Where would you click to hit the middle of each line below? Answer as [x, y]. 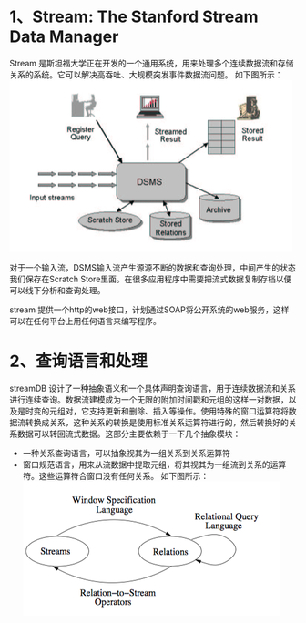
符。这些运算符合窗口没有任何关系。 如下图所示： [116, 475]
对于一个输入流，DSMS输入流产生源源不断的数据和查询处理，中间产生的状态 [153, 267]
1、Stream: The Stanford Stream [134, 17]
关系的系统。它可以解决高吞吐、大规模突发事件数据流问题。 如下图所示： [146, 74]
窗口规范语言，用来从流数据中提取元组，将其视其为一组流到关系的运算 [154, 465]
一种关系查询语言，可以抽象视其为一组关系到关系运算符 [126, 453]
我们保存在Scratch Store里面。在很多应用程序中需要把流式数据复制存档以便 [151, 279]
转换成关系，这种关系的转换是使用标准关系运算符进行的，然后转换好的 [157, 422]
